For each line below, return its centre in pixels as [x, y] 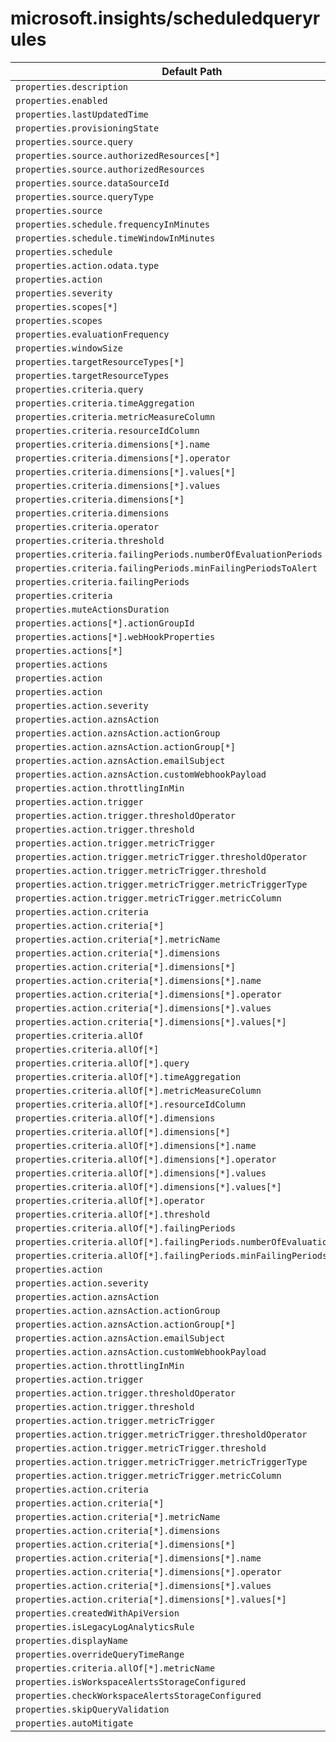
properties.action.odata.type [87, 265]
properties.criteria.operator [87, 526]
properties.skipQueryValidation [92, 1709]
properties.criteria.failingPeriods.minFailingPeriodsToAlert [166, 568]
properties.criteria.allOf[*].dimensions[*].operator [146, 1159]
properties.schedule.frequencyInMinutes [112, 224]
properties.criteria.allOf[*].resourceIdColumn [131, 1104]
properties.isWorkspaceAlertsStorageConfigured [131, 1681]
